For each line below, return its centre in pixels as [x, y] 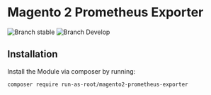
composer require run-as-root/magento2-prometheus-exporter [98, 84]
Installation [33, 54]
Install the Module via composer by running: [72, 71]
